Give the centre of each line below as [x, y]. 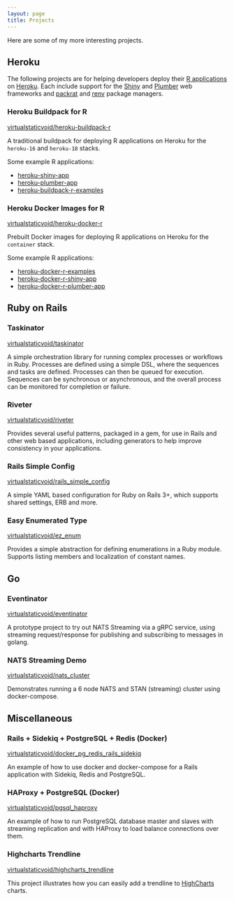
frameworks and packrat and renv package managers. [86, 94]
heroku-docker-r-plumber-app [61, 286]
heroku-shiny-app [43, 175]
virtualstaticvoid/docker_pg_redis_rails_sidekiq [74, 754]
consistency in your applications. [55, 448]
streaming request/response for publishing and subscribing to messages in [115, 635]
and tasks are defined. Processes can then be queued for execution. [106, 372]
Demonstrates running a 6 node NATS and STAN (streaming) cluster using [114, 689]
